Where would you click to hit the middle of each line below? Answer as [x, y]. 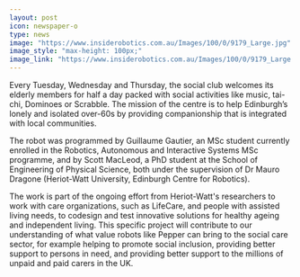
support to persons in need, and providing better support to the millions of [146, 254]
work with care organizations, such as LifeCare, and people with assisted [145, 206]
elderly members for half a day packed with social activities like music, [140, 94]
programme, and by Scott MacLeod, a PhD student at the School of [134, 160]
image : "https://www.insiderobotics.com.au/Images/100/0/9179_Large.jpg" [150, 43]
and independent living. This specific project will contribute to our [131, 225]
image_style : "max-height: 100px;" [76, 51]
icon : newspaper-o [44, 26]
